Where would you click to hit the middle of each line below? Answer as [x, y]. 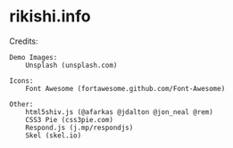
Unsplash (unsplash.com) [71, 65]
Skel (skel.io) [54, 136]
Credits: [24, 41]
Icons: [21, 81]
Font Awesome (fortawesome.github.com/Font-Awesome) [125, 88]
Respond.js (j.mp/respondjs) [79, 127]
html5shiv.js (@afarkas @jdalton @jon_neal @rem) [120, 112]
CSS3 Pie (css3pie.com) [70, 119]
